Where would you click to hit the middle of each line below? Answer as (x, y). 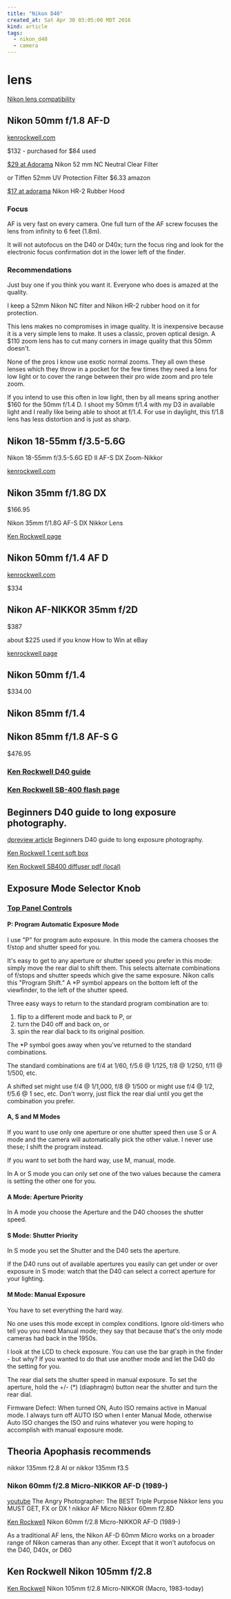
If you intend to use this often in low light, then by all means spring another (113, 398)
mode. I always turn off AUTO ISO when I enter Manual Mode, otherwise (110, 1415)
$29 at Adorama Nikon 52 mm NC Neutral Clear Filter (83, 164)
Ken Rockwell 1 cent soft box (48, 853)
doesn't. (19, 348)
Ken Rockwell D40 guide (49, 772)
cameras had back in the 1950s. (52, 1338)
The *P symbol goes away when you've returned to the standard (99, 1045)
